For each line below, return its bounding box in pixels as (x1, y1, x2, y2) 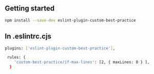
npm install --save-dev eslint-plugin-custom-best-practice (5, 17, 137, 23)
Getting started (5, 4, 55, 13)
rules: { (7, 55, 26, 60)
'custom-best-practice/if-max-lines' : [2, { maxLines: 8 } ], (14, 60, 150, 65)
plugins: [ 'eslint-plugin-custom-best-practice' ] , (5, 46, 115, 51)
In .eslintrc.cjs (5, 32, 52, 41)
